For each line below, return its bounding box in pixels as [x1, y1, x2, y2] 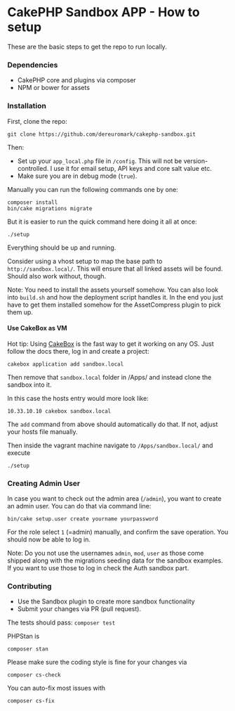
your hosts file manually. [7, 427, 79, 436]
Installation [7, 101, 47, 111]
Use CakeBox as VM [7, 324, 68, 333]
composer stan [7, 646, 49, 653]
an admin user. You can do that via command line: [7, 502, 152, 511]
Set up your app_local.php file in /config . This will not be [17, 156, 182, 165]
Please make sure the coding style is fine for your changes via [7, 658, 187, 667]
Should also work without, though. [7, 271, 107, 280]
